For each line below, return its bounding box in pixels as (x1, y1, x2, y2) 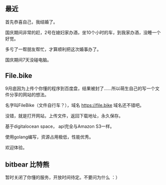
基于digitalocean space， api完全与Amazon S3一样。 (5, 123, 115, 129)
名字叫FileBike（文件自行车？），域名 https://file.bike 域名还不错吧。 (5, 102, 145, 108)
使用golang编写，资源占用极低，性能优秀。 (5, 134, 94, 140)
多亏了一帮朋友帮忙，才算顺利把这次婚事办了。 (5, 46, 101, 52)
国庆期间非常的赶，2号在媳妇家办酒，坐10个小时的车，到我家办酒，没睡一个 (5, 29, 161, 35)
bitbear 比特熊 (5, 161, 50, 169)
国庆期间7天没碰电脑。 (5, 57, 51, 63)
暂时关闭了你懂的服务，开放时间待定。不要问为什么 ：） (5, 175, 120, 181)
